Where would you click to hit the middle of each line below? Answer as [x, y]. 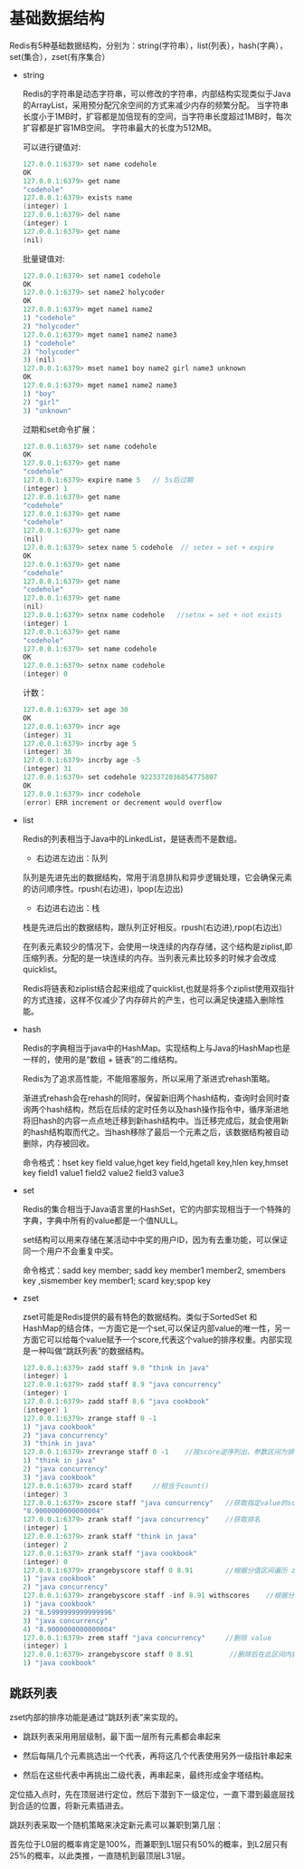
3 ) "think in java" [59, 1443]
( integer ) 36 [47, 752]
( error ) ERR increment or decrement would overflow [122, 802]
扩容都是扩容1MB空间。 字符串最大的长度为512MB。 [119, 127]
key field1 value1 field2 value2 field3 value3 [103, 1172]
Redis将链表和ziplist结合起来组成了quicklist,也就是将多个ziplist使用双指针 [158, 988]
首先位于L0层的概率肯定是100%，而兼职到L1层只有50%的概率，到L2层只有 [149, 1844]
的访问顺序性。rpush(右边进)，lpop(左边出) [103, 888]
